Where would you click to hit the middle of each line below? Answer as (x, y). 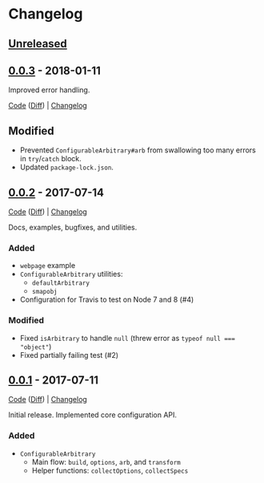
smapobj (44, 292)
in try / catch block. (50, 159)
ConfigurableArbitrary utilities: (71, 274)
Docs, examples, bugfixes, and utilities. (73, 227)
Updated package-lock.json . (67, 167)
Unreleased (38, 44)
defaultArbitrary (61, 283)
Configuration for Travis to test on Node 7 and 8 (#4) (107, 300)
